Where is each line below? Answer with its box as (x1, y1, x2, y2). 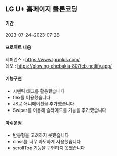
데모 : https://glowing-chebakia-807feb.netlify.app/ (5, 63, 112, 69)
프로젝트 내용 (5, 44, 32, 50)
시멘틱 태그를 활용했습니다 (12, 88, 65, 94)
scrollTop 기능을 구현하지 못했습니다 (12, 145, 85, 151)
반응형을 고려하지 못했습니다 (12, 132, 69, 138)
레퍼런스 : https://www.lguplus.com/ (5, 56, 80, 62)
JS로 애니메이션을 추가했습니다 (12, 101, 75, 106)
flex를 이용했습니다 (12, 94, 51, 100)
